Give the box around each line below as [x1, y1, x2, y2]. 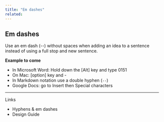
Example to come [5, 57, 41, 64]
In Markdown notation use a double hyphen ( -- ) [12, 77, 108, 83]
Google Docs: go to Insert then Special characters [12, 83, 113, 89]
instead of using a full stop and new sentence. [5, 48, 98, 54]
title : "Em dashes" [5, 7, 45, 12]
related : [5, 12, 23, 17]
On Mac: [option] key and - [12, 72, 67, 78]
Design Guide [12, 111, 40, 118]
